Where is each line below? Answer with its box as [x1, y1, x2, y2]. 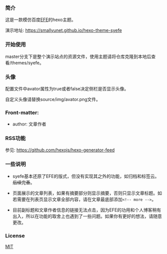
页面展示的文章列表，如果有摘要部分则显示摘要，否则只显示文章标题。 [12, 190, 158, 196]
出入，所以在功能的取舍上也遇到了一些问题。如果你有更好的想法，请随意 [12, 213, 162, 219]
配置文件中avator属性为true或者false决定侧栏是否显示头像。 [5, 85, 129, 91]
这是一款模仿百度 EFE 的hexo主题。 [5, 16, 76, 23]
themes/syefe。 [11, 59, 44, 65]
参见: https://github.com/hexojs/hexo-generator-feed [5, 147, 115, 153]
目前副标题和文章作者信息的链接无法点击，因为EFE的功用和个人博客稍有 [12, 206, 161, 213]
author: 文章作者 [12, 121, 47, 127]
